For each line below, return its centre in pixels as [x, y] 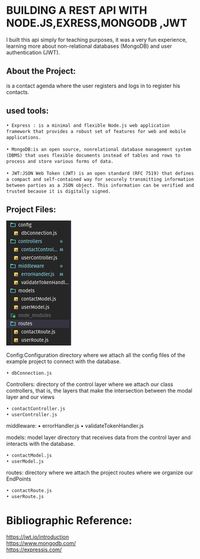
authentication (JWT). [33, 52]
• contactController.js [36, 409]
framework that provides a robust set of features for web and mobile [96, 131]
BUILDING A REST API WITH [77, 10]
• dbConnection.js [29, 373]
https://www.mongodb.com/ [41, 543]
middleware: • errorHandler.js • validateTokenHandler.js [75, 426]
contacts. [18, 92]
